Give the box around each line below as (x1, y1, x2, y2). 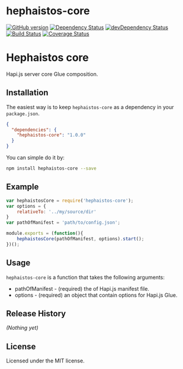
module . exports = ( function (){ (6, 230, 84, 237)
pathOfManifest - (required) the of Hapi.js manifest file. (14, 285, 150, 292)
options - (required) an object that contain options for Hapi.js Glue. (14, 291, 178, 298)
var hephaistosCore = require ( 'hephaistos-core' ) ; (6, 198, 134, 203)
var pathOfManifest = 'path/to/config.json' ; (6, 220, 120, 226)
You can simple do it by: (6, 154, 65, 161)
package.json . (6, 110, 40, 117)
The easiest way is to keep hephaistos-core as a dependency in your (6, 103, 174, 110)
